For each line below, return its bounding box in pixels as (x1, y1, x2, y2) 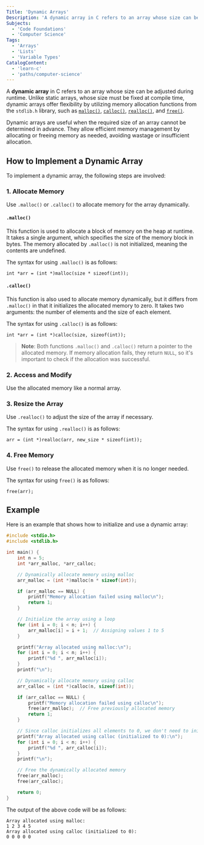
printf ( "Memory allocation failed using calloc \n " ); (28, 700, 165, 706)
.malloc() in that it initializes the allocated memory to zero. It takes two (6, 302, 184, 309)
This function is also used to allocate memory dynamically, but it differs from (6, 295, 198, 303)
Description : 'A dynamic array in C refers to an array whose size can (6, 15, 191, 21)
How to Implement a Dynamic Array (6, 156, 143, 166)
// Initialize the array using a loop (17, 616, 115, 623)
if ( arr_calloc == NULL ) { (17, 694, 86, 700)
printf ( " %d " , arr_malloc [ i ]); (28, 655, 107, 661)
